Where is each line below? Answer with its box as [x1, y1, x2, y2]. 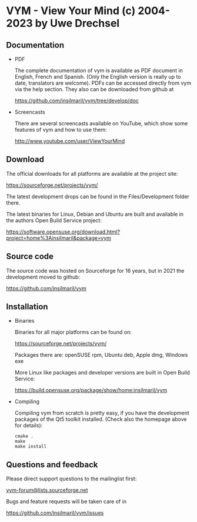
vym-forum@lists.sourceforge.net [6, 487, 88, 494]
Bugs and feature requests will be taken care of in [6, 498, 127, 505]
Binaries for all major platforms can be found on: [14, 329, 132, 336]
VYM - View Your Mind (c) [6, 4, 136, 18]
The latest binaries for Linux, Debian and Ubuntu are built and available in [6, 210, 184, 217]
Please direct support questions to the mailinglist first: [6, 475, 137, 483]
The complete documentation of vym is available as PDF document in [14, 67, 183, 74]
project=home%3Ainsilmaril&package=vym [6, 234, 112, 242]
